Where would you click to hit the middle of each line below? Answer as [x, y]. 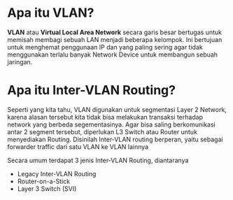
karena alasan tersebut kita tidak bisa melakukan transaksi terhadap [105, 117]
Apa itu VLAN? [51, 13]
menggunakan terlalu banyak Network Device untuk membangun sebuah [113, 55]
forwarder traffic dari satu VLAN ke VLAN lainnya [78, 147]
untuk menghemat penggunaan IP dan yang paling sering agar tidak [105, 47]
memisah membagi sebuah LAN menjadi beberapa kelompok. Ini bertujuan [115, 39]
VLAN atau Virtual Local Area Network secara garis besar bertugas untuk [115, 32]
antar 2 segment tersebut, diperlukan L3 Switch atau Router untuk [103, 131]
